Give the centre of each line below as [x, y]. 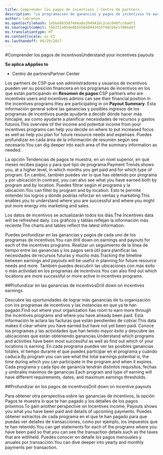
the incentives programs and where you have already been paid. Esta [74, 315]
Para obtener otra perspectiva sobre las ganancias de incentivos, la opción [80, 396]
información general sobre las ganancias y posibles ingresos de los [72, 109]
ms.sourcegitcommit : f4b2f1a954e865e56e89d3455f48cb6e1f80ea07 [70, 28]
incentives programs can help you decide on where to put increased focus [79, 129]
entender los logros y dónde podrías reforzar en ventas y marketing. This [77, 195]
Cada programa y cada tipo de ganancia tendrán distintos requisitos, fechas [81, 367]
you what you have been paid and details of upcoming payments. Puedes [78, 411]
